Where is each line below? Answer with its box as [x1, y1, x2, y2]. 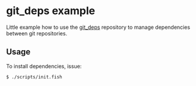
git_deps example [6, 4, 96, 18]
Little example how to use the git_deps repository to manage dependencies [6, 24, 191, 31]
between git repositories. [6, 29, 67, 37]
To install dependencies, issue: [6, 62, 82, 70]
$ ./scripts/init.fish [6, 74, 62, 80]
